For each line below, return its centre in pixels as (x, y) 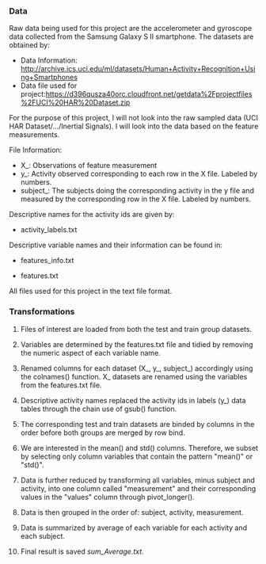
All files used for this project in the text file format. (91, 292)
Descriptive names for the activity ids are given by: (92, 215)
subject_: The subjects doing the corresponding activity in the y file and (137, 191)
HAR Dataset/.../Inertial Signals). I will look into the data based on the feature (134, 126)
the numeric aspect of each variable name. (90, 352)
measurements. (34, 135)
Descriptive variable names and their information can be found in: (116, 245)
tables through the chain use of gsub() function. (99, 409)
